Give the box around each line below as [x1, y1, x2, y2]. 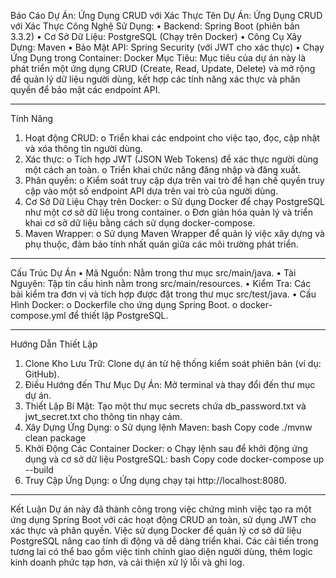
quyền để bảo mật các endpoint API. [10, 84, 161, 95]
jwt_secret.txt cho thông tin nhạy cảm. [24, 411, 183, 422]
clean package [24, 432, 87, 444]
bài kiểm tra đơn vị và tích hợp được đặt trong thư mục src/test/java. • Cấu [10, 288, 317, 300]
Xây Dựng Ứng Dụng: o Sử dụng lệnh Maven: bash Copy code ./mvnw [24, 421, 313, 433]
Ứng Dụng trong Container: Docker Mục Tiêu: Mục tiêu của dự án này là [10, 52, 307, 64]
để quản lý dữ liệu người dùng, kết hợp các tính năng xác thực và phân [10, 73, 301, 85]
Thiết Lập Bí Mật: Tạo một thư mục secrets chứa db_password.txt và [24, 400, 307, 412]
